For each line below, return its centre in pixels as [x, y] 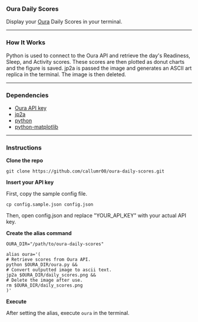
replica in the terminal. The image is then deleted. [66, 74]
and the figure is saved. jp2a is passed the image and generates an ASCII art [99, 68]
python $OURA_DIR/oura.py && [42, 265]
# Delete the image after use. [44, 280]
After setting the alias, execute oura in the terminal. [68, 313]
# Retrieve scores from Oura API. [49, 260]
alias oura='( [24, 255]
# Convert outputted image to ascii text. [59, 270]
